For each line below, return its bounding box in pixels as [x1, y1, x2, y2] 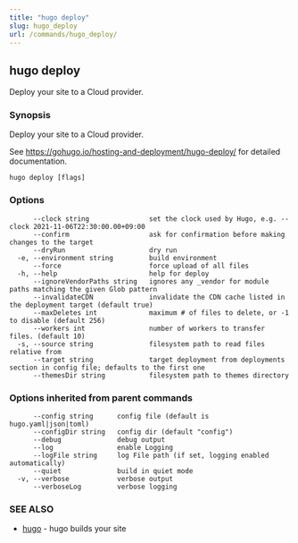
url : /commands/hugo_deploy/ [9, 30, 118, 38]
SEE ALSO [9, 503, 54, 515]
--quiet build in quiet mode [32, 467, 194, 476]
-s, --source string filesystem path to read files [17, 339, 266, 349]
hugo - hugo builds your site [21, 523, 127, 534]
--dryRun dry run [32, 245, 178, 255]
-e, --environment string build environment [17, 253, 218, 262]
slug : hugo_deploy [9, 21, 78, 30]
